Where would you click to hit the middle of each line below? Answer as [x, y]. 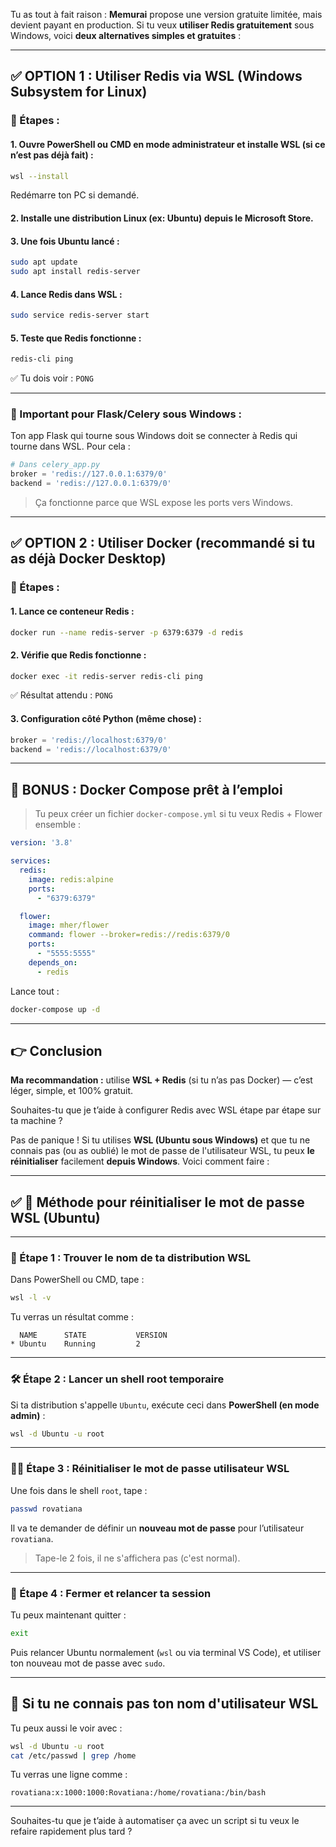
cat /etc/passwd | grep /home [73, 1755]
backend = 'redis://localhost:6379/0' [91, 749]
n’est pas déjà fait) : [52, 155]
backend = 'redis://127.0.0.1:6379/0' [91, 484]
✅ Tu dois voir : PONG [52, 378]
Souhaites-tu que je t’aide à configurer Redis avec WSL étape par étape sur [166, 1110]
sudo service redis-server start [80, 315]
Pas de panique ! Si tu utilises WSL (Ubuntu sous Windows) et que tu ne [160, 1140]
